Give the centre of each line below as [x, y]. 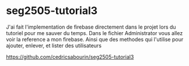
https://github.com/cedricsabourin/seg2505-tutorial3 [70, 57]
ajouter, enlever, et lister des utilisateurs [54, 46]
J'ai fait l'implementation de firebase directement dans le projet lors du [91, 27]
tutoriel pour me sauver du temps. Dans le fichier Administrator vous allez [94, 33]
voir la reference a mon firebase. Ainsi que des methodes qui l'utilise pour [95, 39]
